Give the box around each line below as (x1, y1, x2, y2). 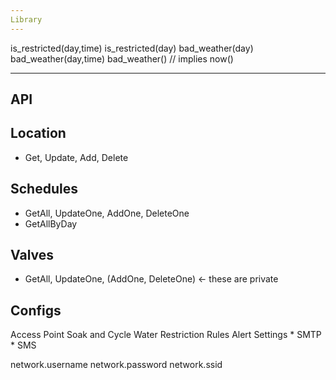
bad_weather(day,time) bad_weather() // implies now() (10, 52, 234, 65)
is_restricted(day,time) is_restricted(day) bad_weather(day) (10, 42, 254, 54)
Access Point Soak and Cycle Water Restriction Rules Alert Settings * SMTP (10, 329, 322, 341)
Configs (10, 302, 62, 319)
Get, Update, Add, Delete (24, 151, 129, 163)
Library (10, 14, 43, 25)
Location (10, 125, 67, 142)
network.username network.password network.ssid (10, 359, 223, 371)
